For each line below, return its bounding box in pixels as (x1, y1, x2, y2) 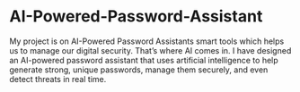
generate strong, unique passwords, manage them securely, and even (9, 64, 269, 75)
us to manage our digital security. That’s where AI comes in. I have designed (9, 45, 292, 55)
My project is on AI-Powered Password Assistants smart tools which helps (9, 36, 285, 46)
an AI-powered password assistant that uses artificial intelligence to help (9, 54, 278, 65)
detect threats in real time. (9, 73, 107, 84)
